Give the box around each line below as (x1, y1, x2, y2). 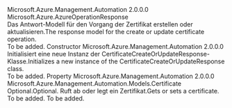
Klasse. (7, 57, 28, 65)
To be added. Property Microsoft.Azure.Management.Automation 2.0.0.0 (7, 72, 215, 80)
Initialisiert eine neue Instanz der (7, 50, 101, 58)
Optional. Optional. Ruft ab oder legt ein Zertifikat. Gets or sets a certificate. (7, 87, 219, 95)
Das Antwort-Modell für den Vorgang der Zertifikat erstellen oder (7, 20, 193, 29)
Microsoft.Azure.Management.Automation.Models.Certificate (7, 79, 182, 88)
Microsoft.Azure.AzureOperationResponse (7, 13, 129, 21)
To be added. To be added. (7, 94, 85, 102)
